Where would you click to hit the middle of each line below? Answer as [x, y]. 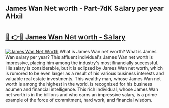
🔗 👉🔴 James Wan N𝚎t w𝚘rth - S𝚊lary [65, 37]
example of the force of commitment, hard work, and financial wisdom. [79, 100]
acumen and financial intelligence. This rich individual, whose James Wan [82, 89]
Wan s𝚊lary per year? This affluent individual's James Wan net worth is [79, 57]
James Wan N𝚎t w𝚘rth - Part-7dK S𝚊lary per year [84, 8]
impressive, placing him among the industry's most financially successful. [82, 63]
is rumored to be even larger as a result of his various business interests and [85, 73]
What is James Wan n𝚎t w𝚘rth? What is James [108, 51]
